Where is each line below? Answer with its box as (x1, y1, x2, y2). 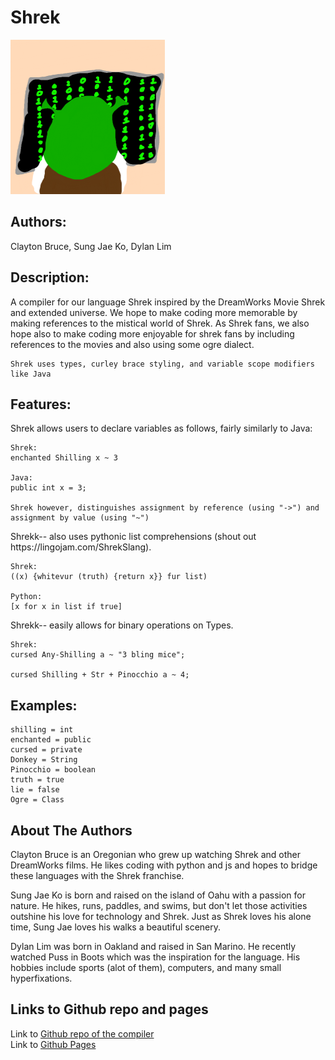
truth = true (10, 775, 65, 785)
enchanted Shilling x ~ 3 (10, 453, 118, 463)
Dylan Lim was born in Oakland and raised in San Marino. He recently (10, 941, 297, 952)
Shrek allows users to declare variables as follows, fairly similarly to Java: (10, 422, 313, 435)
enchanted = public (10, 735, 92, 745)
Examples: (10, 697, 78, 714)
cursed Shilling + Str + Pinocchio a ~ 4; (10, 670, 190, 680)
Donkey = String (10, 755, 78, 765)
